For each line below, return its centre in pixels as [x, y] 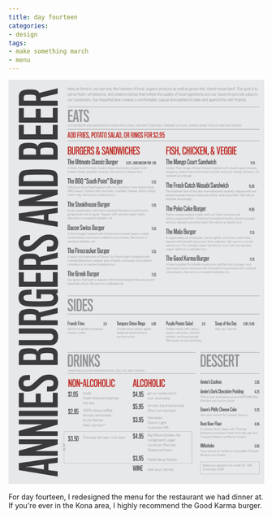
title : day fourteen [43, 17]
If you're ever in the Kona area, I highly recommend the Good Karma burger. [135, 506]
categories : [28, 26]
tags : [17, 43]
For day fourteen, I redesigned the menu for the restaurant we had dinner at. [136, 497]
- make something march [49, 52]
